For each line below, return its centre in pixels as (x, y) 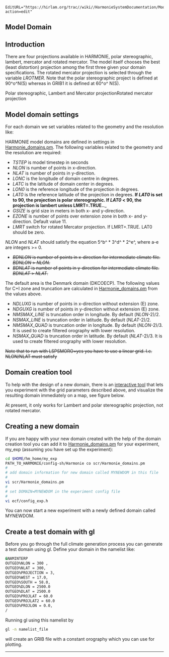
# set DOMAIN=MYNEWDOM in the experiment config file (63, 491)
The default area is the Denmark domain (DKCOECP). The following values (82, 283)
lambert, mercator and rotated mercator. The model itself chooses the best (82, 62)
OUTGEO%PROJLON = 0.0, (29, 605)
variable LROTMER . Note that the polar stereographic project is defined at (81, 78)
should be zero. (29, 232)
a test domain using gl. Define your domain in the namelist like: (70, 549)
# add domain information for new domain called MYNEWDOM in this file (82, 473)
